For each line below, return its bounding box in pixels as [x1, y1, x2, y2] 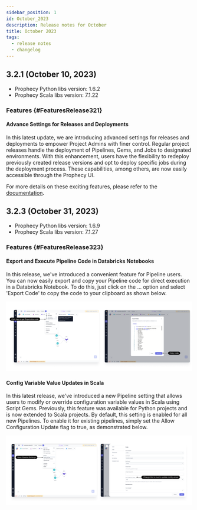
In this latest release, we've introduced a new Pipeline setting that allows [6, 393, 183, 400]
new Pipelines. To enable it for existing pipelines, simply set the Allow [6, 417, 175, 424]
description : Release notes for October [6, 22, 107, 28]
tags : [6, 34, 19, 41]
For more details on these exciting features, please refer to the [6, 183, 158, 190]
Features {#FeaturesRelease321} [6, 106, 103, 115]
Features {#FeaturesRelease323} [6, 243, 104, 251]
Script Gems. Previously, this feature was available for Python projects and [6, 405, 188, 412]
